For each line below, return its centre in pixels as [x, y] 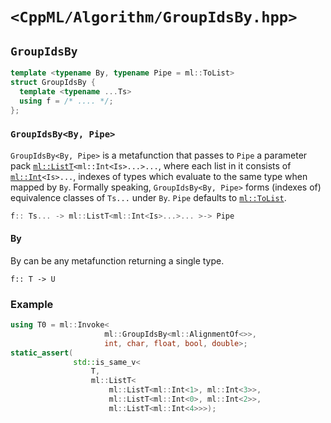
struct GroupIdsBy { [53, 82]
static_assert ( [42, 353]
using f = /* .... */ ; [66, 101]
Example [32, 304]
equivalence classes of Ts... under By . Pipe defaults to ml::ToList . [148, 197]
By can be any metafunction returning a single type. [117, 260]
